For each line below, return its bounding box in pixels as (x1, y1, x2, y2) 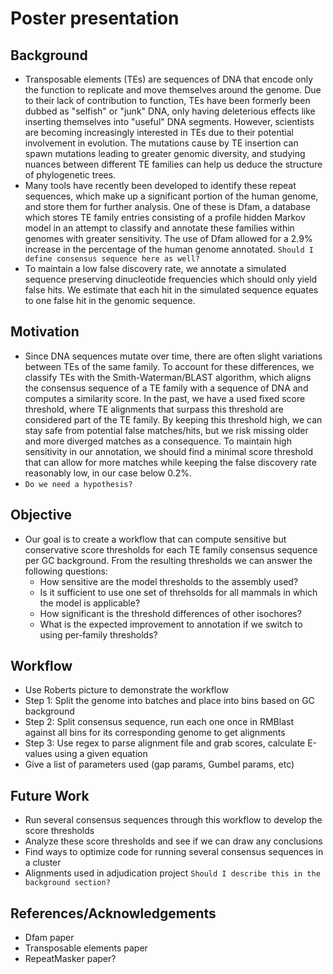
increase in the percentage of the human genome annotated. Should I (24, 243, 314, 255)
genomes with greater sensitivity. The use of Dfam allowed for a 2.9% (24, 233, 313, 244)
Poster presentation (10, 7, 180, 30)
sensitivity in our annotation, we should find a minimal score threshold (24, 445, 314, 457)
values (24, 748, 53, 760)
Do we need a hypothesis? (24, 479, 133, 489)
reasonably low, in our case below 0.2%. (24, 467, 193, 479)
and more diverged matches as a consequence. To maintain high (24, 435, 292, 447)
